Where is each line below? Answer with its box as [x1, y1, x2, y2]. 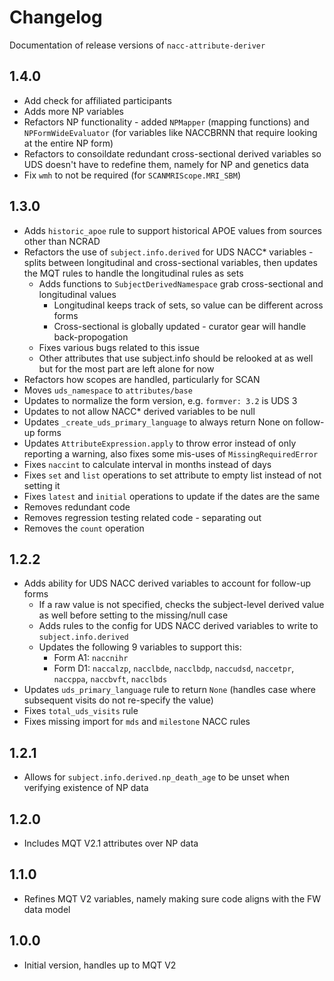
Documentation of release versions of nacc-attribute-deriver [9, 39, 266, 51]
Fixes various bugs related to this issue [38, 341, 200, 353]
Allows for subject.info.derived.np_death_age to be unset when [23, 771, 290, 783]
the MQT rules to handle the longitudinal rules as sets [23, 267, 244, 279]
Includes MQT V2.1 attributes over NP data [23, 837, 199, 849]
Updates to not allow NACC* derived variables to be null [23, 405, 256, 417]
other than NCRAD [23, 235, 101, 247]
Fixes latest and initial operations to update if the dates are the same [23, 490, 321, 502]
